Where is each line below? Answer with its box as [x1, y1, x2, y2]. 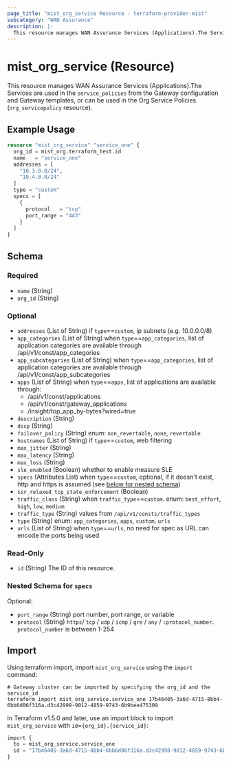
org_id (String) [16, 294, 60, 302]
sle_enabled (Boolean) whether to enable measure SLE [16, 466, 173, 474]
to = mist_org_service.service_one [13, 741, 115, 748]
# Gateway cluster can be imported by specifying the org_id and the [7, 684, 211, 691]
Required [7, 271, 38, 281]
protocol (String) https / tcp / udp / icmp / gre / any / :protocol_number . [16, 617, 214, 626]
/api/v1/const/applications [27, 393, 101, 401]
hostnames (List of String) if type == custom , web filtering [16, 436, 173, 444]
